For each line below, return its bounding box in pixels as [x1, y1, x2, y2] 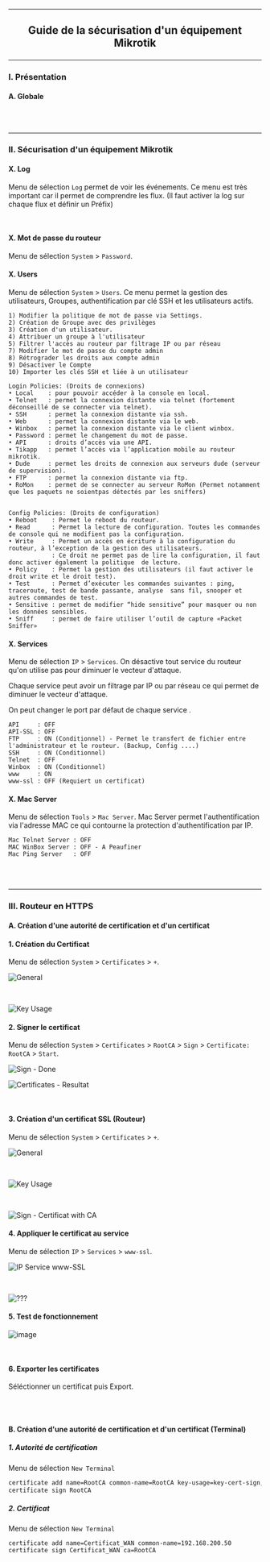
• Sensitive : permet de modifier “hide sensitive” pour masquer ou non [8, 601, 257, 609]
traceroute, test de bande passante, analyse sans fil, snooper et [8, 587, 243, 595]
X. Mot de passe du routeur [8, 233, 102, 243]
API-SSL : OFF [8, 728, 56, 736]
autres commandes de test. [8, 594, 99, 602]
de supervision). [8, 467, 67, 476]
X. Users [8, 269, 38, 279]
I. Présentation [8, 72, 67, 83]
